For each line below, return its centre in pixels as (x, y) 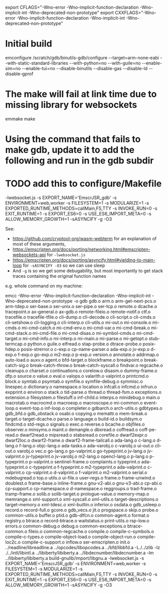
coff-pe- (148, 430)
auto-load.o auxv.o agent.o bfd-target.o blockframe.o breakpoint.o (74, 360)
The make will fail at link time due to (81, 94)
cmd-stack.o (18, 333)
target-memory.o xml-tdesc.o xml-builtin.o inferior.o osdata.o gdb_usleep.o (83, 505)
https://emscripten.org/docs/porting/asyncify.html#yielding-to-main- (84, 260)
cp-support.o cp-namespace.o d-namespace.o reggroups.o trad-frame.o (81, 488)
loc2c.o (13, 542)
